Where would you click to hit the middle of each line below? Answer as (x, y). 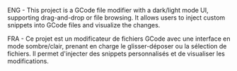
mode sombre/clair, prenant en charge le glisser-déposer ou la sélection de (117, 46)
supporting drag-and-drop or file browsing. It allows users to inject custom (116, 18)
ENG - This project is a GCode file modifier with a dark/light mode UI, (108, 10)
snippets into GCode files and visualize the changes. (84, 25)
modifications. (28, 61)
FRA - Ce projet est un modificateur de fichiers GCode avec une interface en (119, 39)
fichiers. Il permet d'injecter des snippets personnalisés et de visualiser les (116, 53)
